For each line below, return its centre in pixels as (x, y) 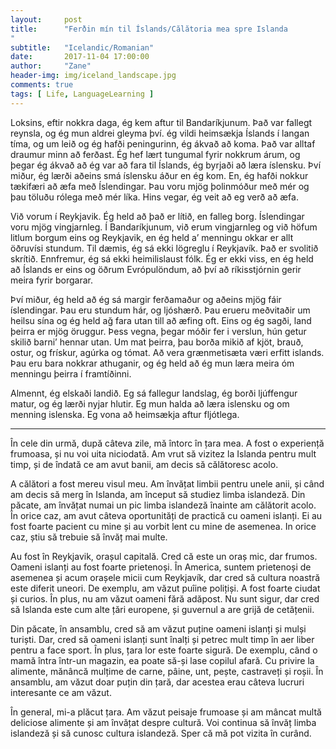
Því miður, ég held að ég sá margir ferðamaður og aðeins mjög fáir (146, 299)
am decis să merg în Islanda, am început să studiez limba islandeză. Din (158, 494)
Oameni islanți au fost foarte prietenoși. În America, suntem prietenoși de (161, 567)
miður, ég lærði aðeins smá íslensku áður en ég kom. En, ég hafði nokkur (159, 175)
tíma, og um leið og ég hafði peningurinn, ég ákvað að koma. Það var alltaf (163, 143)
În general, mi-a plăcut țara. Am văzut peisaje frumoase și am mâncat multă (166, 712)
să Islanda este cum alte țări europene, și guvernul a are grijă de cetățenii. (162, 609)
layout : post (46, 19)
